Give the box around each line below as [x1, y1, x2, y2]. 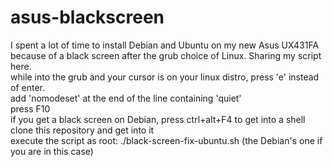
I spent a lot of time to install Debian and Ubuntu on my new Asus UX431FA [10, 39, 320, 51]
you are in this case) [10, 145, 94, 157]
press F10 [10, 102, 51, 115]
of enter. [10, 81, 45, 93]
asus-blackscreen [10, 6, 165, 29]
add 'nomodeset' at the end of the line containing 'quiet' [10, 92, 242, 104]
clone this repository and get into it [10, 124, 155, 136]
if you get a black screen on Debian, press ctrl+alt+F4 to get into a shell [10, 113, 306, 125]
